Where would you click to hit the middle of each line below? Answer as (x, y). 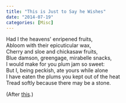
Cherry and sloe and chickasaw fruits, (52, 52)
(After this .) (20, 94)
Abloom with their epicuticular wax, (49, 45)
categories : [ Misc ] (30, 22)
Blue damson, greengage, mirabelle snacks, (59, 58)
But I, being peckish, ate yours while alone (57, 71)
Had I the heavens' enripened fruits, (50, 39)
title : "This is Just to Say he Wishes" (56, 11)
